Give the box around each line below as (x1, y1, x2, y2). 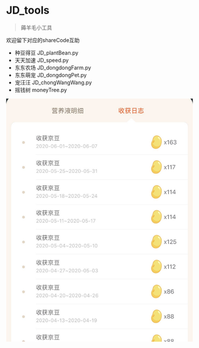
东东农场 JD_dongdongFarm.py (14, 64, 92, 71)
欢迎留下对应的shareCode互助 (6, 36, 80, 43)
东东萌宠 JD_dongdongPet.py (14, 71, 87, 78)
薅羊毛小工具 (20, 24, 52, 31)
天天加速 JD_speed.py (14, 56, 69, 64)
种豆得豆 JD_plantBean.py (14, 49, 79, 56)
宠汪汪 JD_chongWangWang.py (14, 78, 92, 86)
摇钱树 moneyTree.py (14, 86, 67, 93)
